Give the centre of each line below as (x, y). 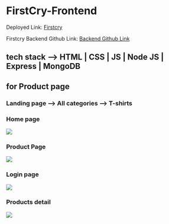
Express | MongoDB (43, 66)
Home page (23, 119)
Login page (23, 174)
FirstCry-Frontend (52, 11)
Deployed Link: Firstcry (34, 27)
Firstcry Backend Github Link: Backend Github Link (68, 38)
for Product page (38, 86)
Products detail (29, 202)
